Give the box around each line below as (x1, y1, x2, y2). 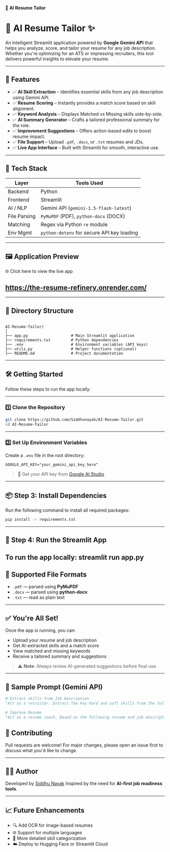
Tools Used (75, 179, 104, 186)
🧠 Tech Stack (5, 164, 48, 173)
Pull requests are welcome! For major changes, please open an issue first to (5, 742, 163, 748)
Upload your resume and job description (12, 637, 97, 644)
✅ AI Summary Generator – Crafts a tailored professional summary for (12, 117, 160, 123)
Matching (8, 221, 30, 228)
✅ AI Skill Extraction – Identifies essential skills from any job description (12, 89, 163, 95)
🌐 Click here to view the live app (5, 268, 73, 274)
